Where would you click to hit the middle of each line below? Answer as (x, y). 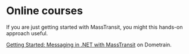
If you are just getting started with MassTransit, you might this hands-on (94, 27)
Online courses (45, 11)
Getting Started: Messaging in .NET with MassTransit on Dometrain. (89, 45)
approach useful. (27, 33)
